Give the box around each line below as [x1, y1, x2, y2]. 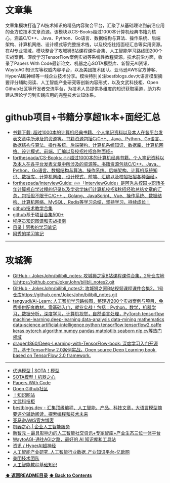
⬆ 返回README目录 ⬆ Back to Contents [5, 472, 92, 478]
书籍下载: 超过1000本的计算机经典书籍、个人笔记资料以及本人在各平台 [12, 129, 158, 135]
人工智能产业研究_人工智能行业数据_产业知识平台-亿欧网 [12, 449, 130, 455]
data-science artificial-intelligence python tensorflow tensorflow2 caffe [12, 321, 162, 328]
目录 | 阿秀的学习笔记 [12, 224, 57, 230]
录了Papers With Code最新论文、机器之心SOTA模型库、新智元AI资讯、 [5, 60, 152, 66]
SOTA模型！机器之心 [12, 374, 56, 380]
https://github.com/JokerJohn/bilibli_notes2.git [17, 279, 115, 285]
